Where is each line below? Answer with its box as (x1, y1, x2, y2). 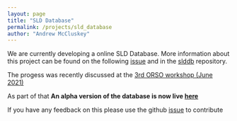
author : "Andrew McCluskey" (7, 30, 91, 38)
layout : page (7, 10, 46, 18)
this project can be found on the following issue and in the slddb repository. (7, 57, 228, 66)
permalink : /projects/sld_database (7, 23, 112, 30)
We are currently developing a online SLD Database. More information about (7, 50, 230, 58)
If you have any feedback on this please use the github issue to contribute (7, 105, 224, 114)
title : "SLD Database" (7, 17, 74, 24)
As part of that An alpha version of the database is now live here (7, 92, 199, 100)
